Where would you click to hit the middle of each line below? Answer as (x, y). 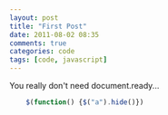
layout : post (34, 18)
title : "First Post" (49, 26)
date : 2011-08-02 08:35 (54, 34)
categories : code (42, 52)
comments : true (38, 43)
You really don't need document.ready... (84, 86)
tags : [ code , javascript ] (58, 60)
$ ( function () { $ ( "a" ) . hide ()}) (85, 102)
